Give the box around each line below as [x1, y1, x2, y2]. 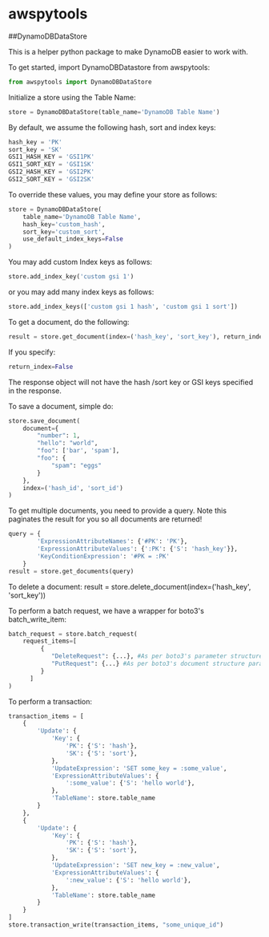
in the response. [8, 386, 62, 395]
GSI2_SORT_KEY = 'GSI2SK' [8, 176, 94, 184]
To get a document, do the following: [8, 317, 130, 327]
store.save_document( [8, 416, 81, 425]
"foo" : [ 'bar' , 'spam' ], [37, 447, 120, 455]
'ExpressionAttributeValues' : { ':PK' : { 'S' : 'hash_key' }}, [37, 545, 239, 554]
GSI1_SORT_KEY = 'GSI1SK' [8, 160, 94, 168]
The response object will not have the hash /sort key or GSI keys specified [8, 377, 254, 387]
